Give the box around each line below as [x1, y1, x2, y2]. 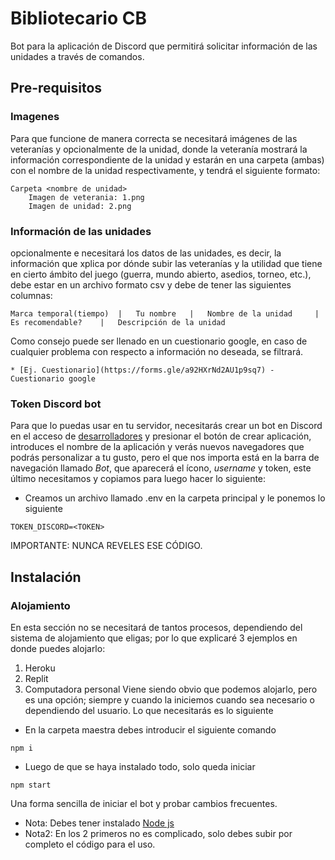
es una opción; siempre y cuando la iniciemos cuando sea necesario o [24, 693, 315, 706]
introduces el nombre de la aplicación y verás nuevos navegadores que [10, 441, 305, 453]
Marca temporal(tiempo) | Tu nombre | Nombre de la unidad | [10, 308, 320, 319]
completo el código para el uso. [24, 838, 156, 850]
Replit [24, 672, 49, 684]
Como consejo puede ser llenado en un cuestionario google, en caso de [10, 335, 308, 347]
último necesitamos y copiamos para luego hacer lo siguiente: [10, 473, 267, 485]
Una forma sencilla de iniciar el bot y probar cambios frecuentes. [10, 797, 278, 809]
